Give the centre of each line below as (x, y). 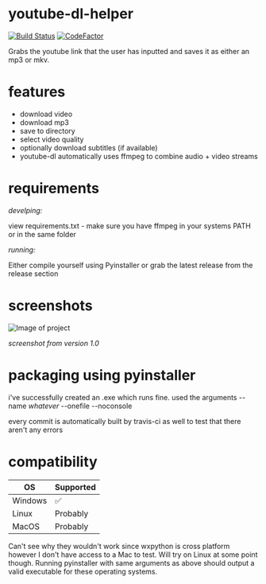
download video (46, 114)
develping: (25, 210)
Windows (30, 500)
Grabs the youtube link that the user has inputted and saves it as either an (129, 51)
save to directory (47, 130)
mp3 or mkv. (29, 60)
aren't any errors (36, 430)
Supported (75, 487)
